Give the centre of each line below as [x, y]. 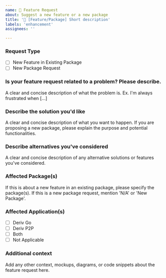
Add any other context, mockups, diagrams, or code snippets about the [80, 264]
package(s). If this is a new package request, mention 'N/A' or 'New [76, 193]
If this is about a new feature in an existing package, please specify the [80, 187]
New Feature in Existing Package [47, 62]
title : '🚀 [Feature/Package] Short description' [58, 19]
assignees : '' [20, 29]
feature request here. [27, 270]
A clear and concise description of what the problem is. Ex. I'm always [79, 93]
